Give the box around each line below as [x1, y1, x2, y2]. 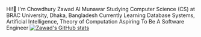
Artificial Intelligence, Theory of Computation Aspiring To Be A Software [6, 18, 185, 25]
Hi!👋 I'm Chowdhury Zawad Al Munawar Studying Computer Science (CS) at [6, 6, 196, 12]
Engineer [6, 24, 29, 31]
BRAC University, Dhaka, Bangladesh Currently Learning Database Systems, [6, 12, 196, 19]
